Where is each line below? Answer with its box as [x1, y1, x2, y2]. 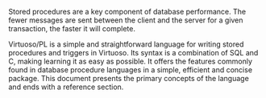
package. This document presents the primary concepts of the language [8, 74, 250, 83]
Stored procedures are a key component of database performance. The [8, 7, 247, 16]
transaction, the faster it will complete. [8, 24, 135, 33]
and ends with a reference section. [8, 82, 124, 92]
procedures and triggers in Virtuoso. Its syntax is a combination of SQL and [8, 48, 259, 57]
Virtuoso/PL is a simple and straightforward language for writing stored [8, 39, 244, 49]
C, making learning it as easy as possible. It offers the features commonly [8, 56, 252, 66]
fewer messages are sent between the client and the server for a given [8, 15, 243, 25]
